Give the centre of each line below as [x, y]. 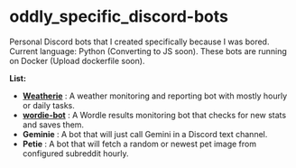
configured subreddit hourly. [75, 153]
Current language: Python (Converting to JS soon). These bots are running [148, 51]
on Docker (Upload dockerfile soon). [77, 61]
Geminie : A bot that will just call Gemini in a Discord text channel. [145, 134]
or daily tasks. [48, 105]
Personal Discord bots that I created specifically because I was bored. [139, 42]
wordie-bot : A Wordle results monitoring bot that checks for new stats [154, 115]
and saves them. [53, 125]
